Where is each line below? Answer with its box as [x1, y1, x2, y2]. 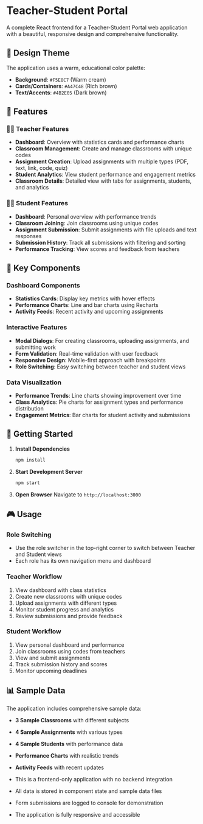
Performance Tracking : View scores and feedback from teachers [15, 245, 180, 253]
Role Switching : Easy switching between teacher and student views [15, 363, 186, 370]
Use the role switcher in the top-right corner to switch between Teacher [15, 544, 196, 552]
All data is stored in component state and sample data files [15, 787, 162, 795]
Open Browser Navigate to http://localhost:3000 [15, 491, 142, 498]
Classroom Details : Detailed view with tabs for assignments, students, [15, 177, 192, 185]
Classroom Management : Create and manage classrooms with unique [15, 145, 193, 152]
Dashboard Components [6, 281, 80, 290]
